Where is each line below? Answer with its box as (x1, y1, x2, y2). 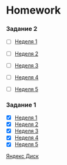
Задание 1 (6, 101, 36, 109)
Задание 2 (6, 25, 38, 33)
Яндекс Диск (6, 153, 39, 160)
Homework (6, 4, 61, 17)
